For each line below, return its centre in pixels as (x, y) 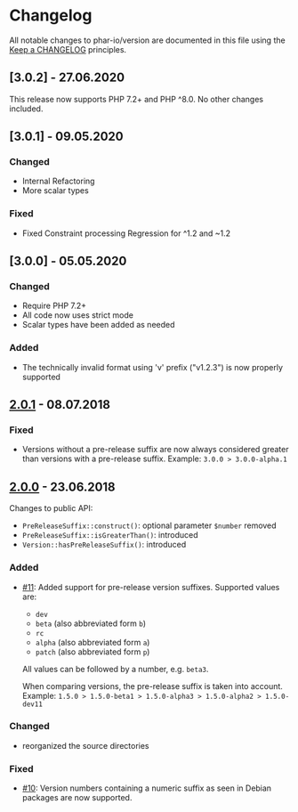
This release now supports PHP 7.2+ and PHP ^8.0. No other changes (137, 99)
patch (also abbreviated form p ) (93, 652)
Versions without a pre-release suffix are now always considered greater (155, 450)
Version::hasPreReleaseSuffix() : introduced (104, 545)
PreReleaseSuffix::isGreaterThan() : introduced (110, 535)
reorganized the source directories (85, 745)
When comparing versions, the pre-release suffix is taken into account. (152, 686)
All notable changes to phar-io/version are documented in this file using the (148, 40)
